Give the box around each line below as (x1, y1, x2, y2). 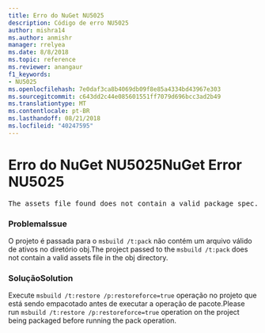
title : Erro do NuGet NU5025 (8, 11, 104, 20)
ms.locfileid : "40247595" (8, 122, 93, 130)
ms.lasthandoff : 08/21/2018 (8, 115, 101, 123)
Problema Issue (8, 218, 67, 229)
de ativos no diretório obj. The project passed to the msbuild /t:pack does (8, 244, 248, 254)
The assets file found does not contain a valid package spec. (8, 199, 259, 208)
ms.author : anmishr (8, 33, 73, 42)
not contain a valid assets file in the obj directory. (8, 252, 168, 262)
